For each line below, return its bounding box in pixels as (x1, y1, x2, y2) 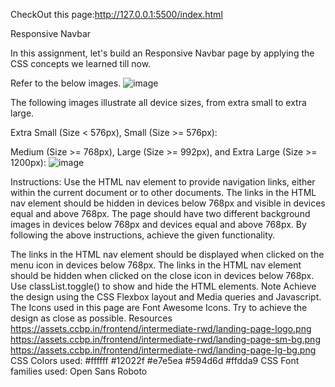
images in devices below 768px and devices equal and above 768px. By (10, 219, 307, 230)
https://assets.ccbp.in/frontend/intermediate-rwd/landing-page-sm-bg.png (10, 334, 321, 345)
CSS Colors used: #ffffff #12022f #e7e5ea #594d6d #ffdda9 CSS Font (10, 355, 300, 366)
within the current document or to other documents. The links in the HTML (10, 187, 317, 198)
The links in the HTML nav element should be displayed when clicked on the (10, 249, 325, 260)
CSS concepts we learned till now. (10, 58, 152, 69)
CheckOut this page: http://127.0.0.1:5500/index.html (10, 9, 223, 20)
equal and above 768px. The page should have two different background (10, 208, 311, 219)
